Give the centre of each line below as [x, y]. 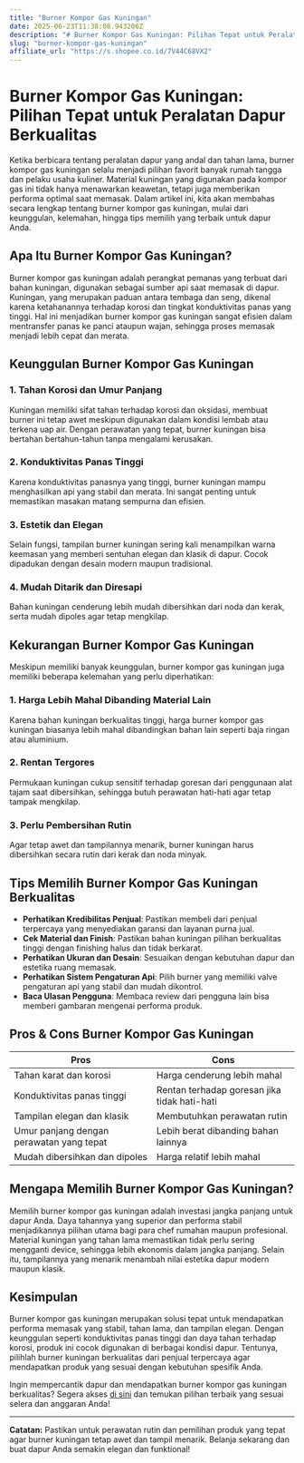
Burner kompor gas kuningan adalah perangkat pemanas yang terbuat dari [148, 278]
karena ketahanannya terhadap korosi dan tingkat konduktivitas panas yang [150, 307]
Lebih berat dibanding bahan [218, 1130]
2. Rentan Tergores [52, 763]
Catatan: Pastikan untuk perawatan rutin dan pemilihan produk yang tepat [147, 1430]
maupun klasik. [38, 1268]
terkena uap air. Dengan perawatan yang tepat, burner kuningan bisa [138, 429]
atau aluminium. [39, 739]
